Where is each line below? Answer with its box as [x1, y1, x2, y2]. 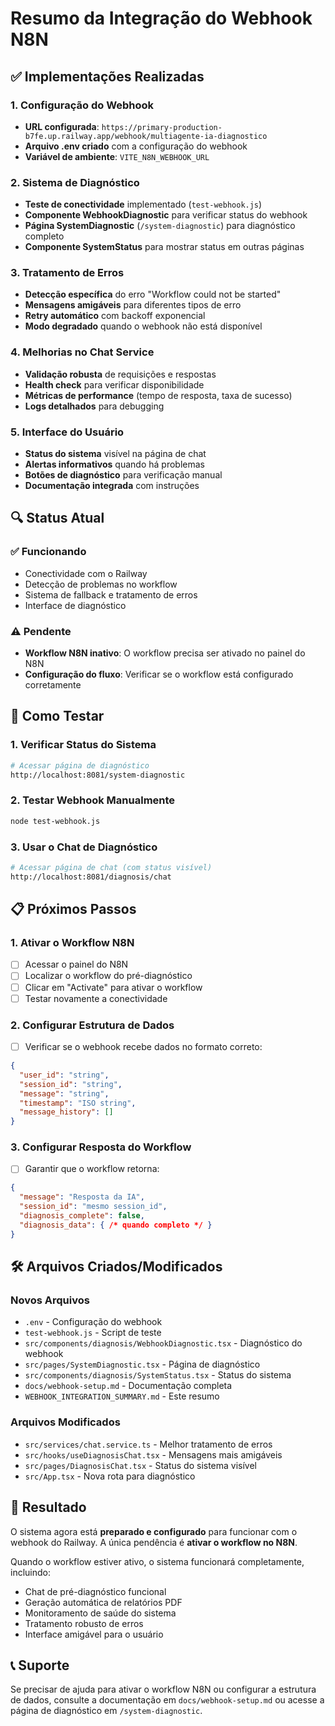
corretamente [24, 679, 82, 691]
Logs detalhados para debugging [24, 400, 165, 412]
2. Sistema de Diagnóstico [10, 175, 140, 189]
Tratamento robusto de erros [24, 1617, 144, 1629]
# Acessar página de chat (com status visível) [10, 862, 213, 872]
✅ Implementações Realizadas [10, 68, 205, 85]
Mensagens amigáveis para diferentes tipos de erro [24, 299, 242, 311]
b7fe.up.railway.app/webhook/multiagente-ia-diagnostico [24, 131, 268, 141]
